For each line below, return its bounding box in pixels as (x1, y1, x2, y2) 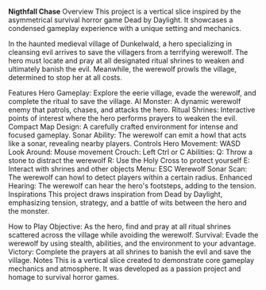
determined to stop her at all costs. (8, 73, 123, 82)
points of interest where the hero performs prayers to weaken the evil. (8, 114, 237, 122)
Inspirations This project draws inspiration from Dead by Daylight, (8, 190, 223, 199)
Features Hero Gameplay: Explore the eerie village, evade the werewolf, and (8, 88, 256, 98)
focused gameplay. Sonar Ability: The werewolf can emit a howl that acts (8, 130, 247, 140)
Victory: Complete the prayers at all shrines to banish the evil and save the (8, 247, 252, 257)
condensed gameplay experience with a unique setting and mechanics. (8, 24, 242, 33)
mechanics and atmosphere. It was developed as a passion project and (8, 264, 241, 273)
